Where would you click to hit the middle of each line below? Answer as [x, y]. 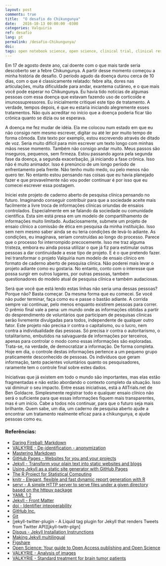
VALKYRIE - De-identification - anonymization [59, 448]
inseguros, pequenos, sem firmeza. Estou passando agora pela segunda [79, 153]
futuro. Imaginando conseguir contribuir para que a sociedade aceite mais [81, 200]
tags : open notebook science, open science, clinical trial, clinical [79, 51]
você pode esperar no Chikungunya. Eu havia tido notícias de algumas [77, 92]
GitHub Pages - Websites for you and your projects [64, 458]
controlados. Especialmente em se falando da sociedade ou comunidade [79, 210]
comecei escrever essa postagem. [40, 185]
